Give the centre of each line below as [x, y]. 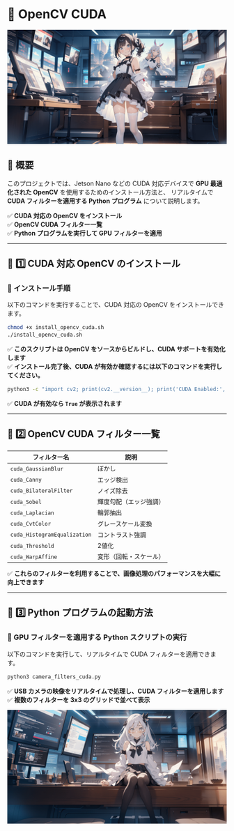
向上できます [25, 582]
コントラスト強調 [122, 534]
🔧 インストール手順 [39, 288]
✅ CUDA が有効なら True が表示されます [64, 403]
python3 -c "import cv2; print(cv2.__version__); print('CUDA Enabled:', [117, 390]
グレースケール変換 [125, 524]
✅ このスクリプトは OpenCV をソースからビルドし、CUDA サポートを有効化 [117, 349]
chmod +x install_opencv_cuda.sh [56, 328]
